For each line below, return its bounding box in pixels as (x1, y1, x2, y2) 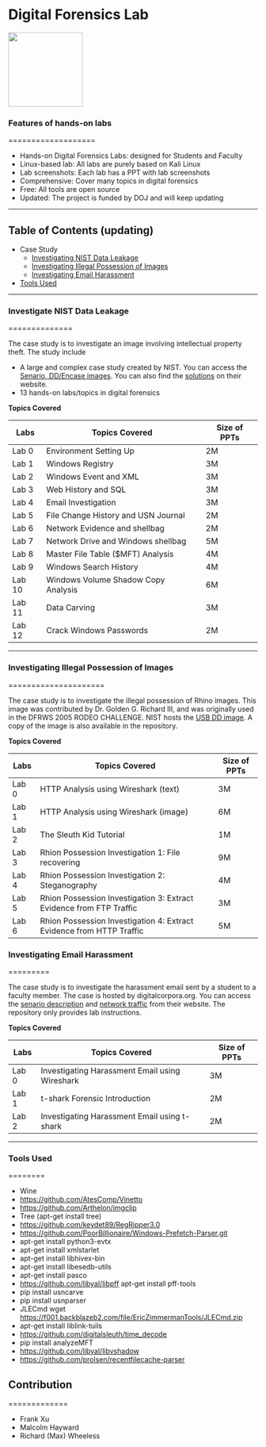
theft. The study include (8, 347, 86, 357)
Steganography (40, 879, 97, 890)
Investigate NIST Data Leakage (8, 305, 129, 317)
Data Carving (46, 602, 95, 613)
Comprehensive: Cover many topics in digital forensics (19, 176, 199, 186)
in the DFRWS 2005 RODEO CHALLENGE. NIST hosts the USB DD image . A (8, 712, 253, 722)
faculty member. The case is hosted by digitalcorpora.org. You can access (8, 990, 251, 1000)
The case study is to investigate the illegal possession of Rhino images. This (8, 696, 256, 705)
